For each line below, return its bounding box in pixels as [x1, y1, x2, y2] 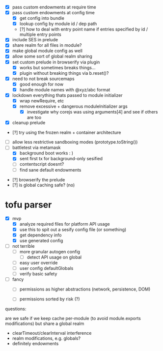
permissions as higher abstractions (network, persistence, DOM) [19, 286, 151, 292]
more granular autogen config [19, 248, 80, 255]
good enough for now [19, 81, 64, 87]
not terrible [12, 243, 35, 249]
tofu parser [5, 199, 52, 210]
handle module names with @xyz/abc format [19, 87, 110, 92]
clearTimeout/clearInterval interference [12, 330, 92, 336]
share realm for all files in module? [12, 42, 82, 48]
